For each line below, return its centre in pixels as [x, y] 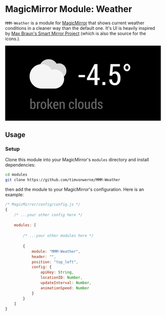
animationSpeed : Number [65, 288]
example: [14, 194]
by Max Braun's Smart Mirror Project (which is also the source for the [76, 33]
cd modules [16, 175]
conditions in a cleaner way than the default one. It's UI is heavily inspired [80, 28]
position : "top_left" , [55, 262]
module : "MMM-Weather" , [56, 252]
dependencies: [20, 165]
